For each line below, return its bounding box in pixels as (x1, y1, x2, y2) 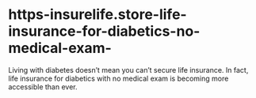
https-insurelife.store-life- (8, 6, 188, 24)
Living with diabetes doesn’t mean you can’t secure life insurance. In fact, (8, 65, 249, 74)
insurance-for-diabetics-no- (8, 22, 201, 40)
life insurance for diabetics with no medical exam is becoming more (8, 73, 229, 83)
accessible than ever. (8, 81, 78, 92)
